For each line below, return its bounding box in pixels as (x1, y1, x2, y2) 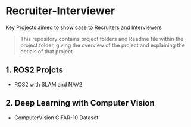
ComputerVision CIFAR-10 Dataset (14, 114, 99, 121)
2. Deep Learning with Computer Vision (5, 98, 155, 108)
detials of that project (20, 47, 73, 55)
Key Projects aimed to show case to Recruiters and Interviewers (5, 24, 162, 31)
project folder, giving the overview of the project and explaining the (20, 42, 185, 49)
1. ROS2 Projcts (5, 65, 64, 75)
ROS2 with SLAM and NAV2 (14, 81, 83, 88)
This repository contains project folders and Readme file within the (20, 35, 184, 42)
